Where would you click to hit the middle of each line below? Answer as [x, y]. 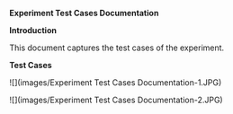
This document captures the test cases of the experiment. [117, 48]
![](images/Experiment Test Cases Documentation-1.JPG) [116, 83]
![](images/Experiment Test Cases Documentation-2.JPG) [116, 100]
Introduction [33, 30]
